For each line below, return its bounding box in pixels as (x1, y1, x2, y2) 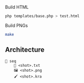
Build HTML (5, 4, 29, 10)
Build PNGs (5, 22, 28, 28)
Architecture (5, 46, 45, 54)
